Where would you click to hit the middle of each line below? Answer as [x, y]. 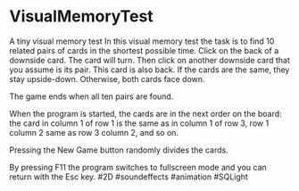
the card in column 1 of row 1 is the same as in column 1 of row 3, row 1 [139, 123]
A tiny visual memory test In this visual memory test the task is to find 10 [142, 41]
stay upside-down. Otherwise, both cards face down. [107, 79]
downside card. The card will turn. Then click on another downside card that [149, 60]
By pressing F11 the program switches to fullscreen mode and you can [138, 167]
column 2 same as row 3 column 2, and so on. [94, 132]
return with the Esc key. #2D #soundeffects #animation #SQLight [129, 177]
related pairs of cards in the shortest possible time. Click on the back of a [144, 50]
